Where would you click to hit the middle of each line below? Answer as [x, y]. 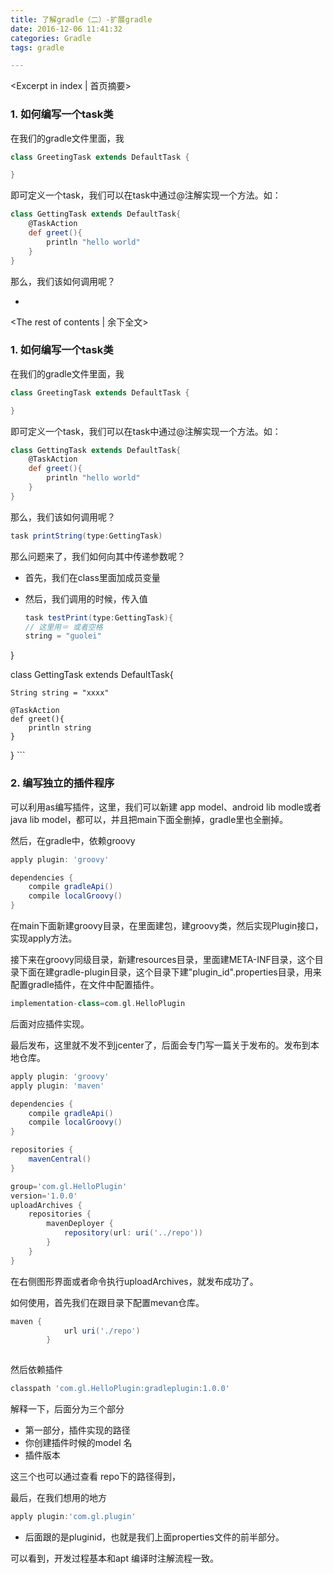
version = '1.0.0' [44, 1196]
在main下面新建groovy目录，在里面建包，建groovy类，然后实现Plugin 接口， [167, 926]
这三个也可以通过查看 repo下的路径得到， [96, 1477]
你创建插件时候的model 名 [78, 1443]
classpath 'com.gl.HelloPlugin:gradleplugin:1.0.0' [120, 1389]
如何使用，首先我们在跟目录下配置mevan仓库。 [107, 1302]
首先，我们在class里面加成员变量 [92, 577]
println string [60, 728]
